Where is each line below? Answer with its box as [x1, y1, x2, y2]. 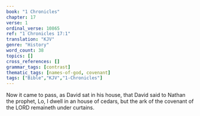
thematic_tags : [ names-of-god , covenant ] [6, 70, 111, 76]
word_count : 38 [6, 48, 44, 54]
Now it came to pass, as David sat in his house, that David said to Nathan [6, 92, 186, 99]
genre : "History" [6, 42, 50, 48]
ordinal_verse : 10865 [6, 25, 60, 32]
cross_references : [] [6, 58, 60, 64]
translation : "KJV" [6, 36, 55, 42]
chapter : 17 [6, 14, 36, 20]
